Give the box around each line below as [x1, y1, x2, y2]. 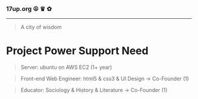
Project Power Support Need [6, 44, 148, 58]
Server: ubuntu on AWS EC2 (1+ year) [20, 64, 113, 71]
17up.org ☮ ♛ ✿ [6, 5, 52, 13]
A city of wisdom [20, 24, 62, 31]
